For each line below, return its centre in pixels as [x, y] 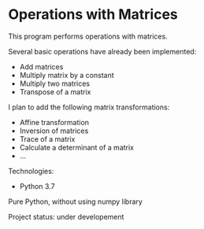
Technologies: [31, 171]
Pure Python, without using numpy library [76, 201]
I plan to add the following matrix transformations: [89, 107]
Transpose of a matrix [55, 91]
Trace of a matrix [47, 139]
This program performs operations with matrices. [88, 36]
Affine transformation [54, 122]
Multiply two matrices [55, 83]
